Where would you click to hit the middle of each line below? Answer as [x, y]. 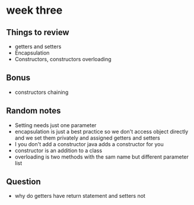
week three [34, 10]
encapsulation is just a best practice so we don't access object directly [101, 131]
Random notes [34, 111]
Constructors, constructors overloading [63, 59]
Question [23, 182]
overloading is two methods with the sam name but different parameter [101, 157]
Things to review [38, 32]
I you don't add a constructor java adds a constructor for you [89, 144]
